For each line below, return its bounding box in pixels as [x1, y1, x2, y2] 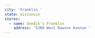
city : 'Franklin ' [4, 7, 42, 12]
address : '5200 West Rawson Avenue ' [13, 26, 91, 31]
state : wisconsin [4, 12, 40, 17]
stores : [4, 16, 21, 21]
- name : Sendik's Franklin [9, 21, 64, 26]
